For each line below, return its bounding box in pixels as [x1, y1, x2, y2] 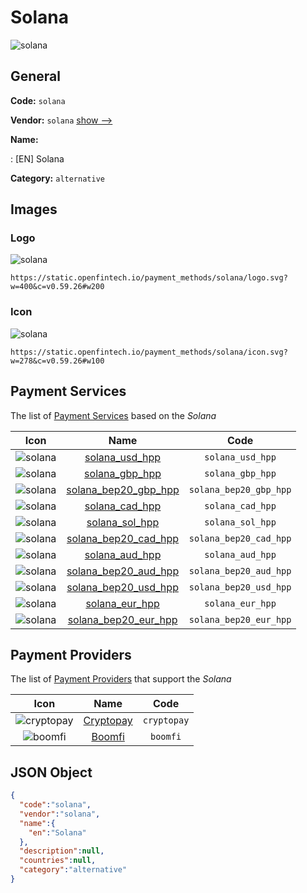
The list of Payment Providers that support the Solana [10, 673, 232, 685]
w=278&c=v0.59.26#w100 [10, 356, 105, 366]
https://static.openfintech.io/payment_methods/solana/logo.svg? [10, 273, 288, 283]
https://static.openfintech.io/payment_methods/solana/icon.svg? [10, 347, 288, 357]
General [10, 68, 62, 85]
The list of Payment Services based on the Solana [10, 409, 217, 421]
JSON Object [10, 764, 93, 781]
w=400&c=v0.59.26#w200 [10, 282, 105, 292]
